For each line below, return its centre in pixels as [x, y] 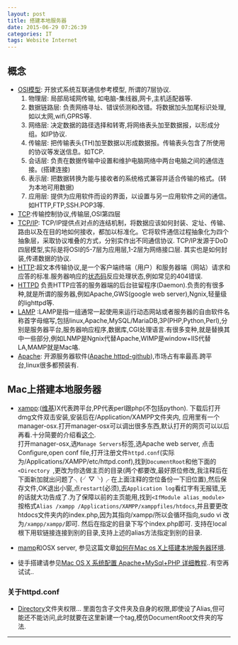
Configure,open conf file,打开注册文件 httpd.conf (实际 [96, 452]
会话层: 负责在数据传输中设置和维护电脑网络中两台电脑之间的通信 [123, 160]
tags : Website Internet [42, 41]
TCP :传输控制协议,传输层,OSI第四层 [69, 213]
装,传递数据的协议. [44, 258]
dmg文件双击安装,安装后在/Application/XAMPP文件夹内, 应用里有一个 [119, 417]
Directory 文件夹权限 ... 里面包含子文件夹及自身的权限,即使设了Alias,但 [118, 609]
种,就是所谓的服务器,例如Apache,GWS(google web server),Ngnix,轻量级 [122, 294]
